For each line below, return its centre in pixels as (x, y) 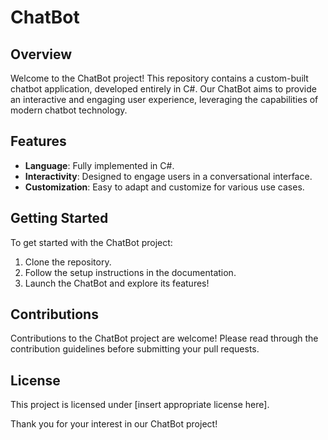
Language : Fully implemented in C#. (99, 165)
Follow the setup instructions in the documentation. (130, 272)
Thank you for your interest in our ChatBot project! (114, 424)
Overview (41, 54)
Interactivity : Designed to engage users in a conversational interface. (168, 176)
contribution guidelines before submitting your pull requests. (135, 349)
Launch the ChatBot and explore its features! (117, 283)
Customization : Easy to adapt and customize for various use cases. (164, 187)
